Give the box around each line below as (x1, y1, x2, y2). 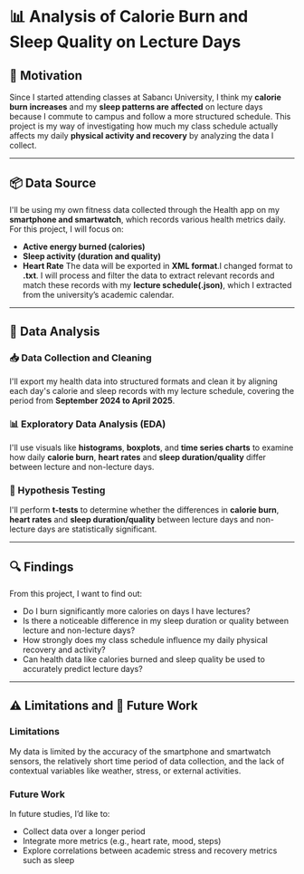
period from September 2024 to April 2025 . (9, 395, 176, 406)
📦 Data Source (9, 176, 97, 191)
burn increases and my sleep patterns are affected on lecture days (9, 101, 263, 112)
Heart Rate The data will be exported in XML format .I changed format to (22, 260, 293, 271)
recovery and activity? (22, 644, 106, 655)
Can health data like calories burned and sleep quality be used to (22, 653, 265, 665)
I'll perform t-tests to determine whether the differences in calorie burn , (9, 504, 280, 515)
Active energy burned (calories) (22, 241, 146, 252)
